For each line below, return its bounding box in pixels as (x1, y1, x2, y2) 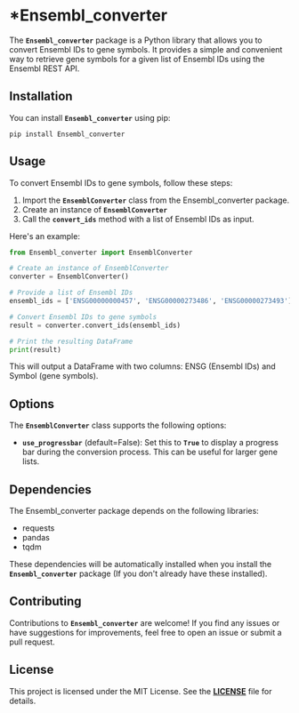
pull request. (9, 637, 55, 647)
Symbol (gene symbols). (9, 371, 99, 381)
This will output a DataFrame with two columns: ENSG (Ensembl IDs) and (9, 361, 276, 372)
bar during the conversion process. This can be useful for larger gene (21, 446, 279, 458)
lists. (21, 456, 40, 467)
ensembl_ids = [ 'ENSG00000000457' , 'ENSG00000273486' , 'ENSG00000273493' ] (9, 297, 293, 306)
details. (9, 695, 36, 706)
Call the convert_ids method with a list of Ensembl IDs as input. (21, 213, 255, 224)
